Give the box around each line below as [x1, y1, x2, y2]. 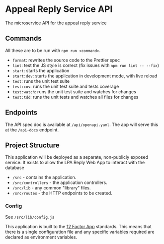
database [5, 165, 25, 171]
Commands [5, 34, 42, 43]
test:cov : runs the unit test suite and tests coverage [12, 83, 119, 89]
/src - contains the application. [12, 175, 77, 181]
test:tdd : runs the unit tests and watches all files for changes [12, 94, 139, 100]
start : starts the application [12, 67, 70, 73]
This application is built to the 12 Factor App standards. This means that [5, 223, 152, 229]
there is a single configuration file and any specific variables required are [5, 229, 155, 235]
